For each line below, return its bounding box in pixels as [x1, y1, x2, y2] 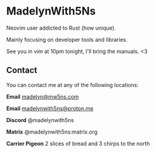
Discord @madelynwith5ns [6, 116, 74, 123]
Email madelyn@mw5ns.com [6, 93, 79, 100]
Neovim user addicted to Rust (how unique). [6, 24, 116, 31]
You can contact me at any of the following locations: [6, 81, 139, 88]
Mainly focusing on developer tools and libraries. [6, 36, 128, 43]
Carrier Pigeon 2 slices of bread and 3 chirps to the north [6, 140, 150, 147]
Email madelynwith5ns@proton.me [6, 105, 94, 112]
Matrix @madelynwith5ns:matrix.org [6, 128, 98, 135]
